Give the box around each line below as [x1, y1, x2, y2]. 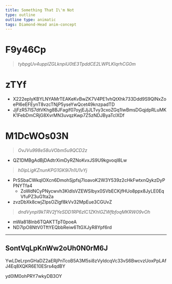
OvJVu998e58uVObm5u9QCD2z [17, 147, 88, 154]
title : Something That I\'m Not [5, 7, 74, 13]
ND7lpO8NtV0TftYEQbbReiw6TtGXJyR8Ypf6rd [12, 224, 112, 231]
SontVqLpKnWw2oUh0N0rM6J [5, 244, 109, 253]
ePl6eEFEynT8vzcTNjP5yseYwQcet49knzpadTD [12, 101, 115, 108]
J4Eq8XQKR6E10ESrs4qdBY [5, 263, 66, 269]
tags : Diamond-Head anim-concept [5, 22, 77, 27]
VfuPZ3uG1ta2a [20, 194, 54, 200]
